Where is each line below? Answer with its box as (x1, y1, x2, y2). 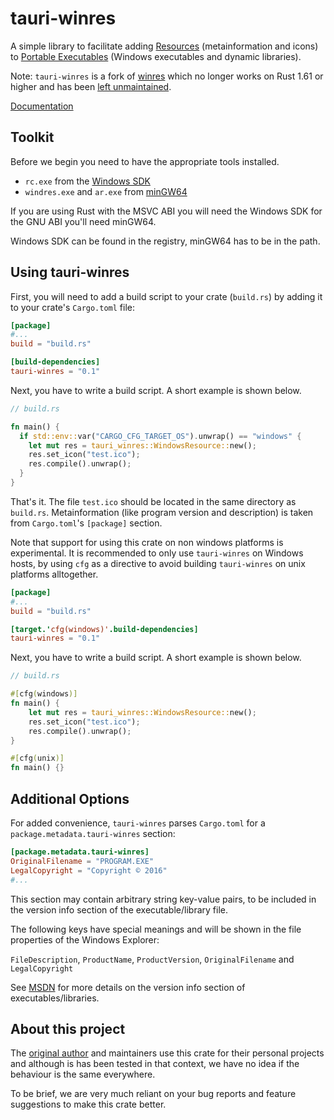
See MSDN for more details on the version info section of (10, 981, 246, 993)
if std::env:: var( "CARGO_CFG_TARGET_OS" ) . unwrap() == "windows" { (19, 431, 302, 441)
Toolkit (10, 129, 55, 146)
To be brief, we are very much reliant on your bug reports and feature (10, 1088, 297, 1100)
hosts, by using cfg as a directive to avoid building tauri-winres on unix (10, 557, 306, 569)
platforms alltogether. (10, 568, 99, 580)
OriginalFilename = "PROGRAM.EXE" (10, 856, 155, 866)
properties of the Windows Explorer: (10, 933, 160, 946)
